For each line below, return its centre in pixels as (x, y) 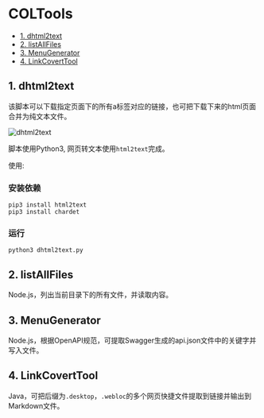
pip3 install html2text (48, 205)
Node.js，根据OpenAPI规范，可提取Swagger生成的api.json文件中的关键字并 (132, 340)
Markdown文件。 (36, 405)
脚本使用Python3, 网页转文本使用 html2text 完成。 (89, 149)
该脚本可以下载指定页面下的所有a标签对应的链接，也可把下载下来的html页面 (132, 106)
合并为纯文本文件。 (40, 116)
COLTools (41, 14)
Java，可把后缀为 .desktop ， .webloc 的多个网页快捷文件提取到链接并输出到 (130, 396)
